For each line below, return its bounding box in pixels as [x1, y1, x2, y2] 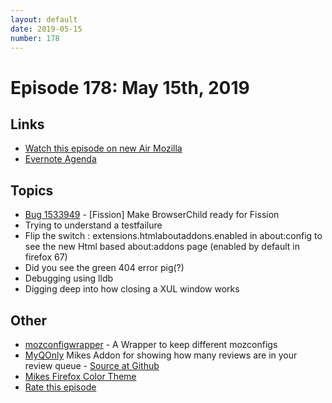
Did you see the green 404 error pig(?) [24, 262, 185, 274]
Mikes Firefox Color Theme [24, 371, 137, 382]
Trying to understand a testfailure [24, 219, 163, 231]
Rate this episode [24, 381, 97, 393]
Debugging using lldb [24, 272, 114, 285]
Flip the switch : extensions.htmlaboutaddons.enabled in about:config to [24, 230, 323, 242]
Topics [10, 182, 54, 199]
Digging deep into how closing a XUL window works [24, 283, 240, 295]
